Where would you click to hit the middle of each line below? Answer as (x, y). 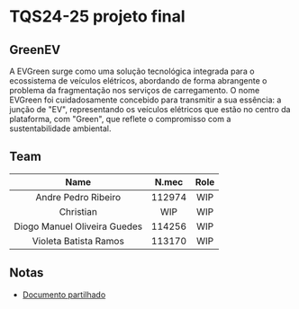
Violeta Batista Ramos (78, 241)
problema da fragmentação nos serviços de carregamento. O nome (135, 90)
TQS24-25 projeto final (98, 17)
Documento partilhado (64, 295)
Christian (78, 211)
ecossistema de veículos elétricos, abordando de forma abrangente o (138, 81)
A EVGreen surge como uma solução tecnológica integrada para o (132, 71)
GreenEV (35, 50)
